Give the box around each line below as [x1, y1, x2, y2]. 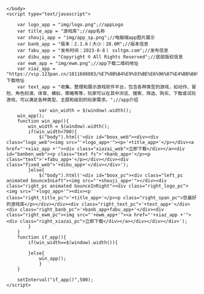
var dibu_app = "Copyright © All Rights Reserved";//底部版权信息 [17, 54, 183, 60]
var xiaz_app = [17, 66, 56, 72]
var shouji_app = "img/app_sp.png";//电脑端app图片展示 [17, 35, 155, 41]
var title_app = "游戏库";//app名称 [17, 28, 105, 34]
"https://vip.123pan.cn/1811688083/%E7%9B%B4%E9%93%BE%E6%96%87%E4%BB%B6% [6, 71, 200, 77]
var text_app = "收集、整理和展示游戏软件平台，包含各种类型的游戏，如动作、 [17, 84, 192, 90]
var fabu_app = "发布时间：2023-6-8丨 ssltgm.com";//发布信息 [17, 47, 169, 53]
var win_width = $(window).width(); [38, 108, 132, 114]
